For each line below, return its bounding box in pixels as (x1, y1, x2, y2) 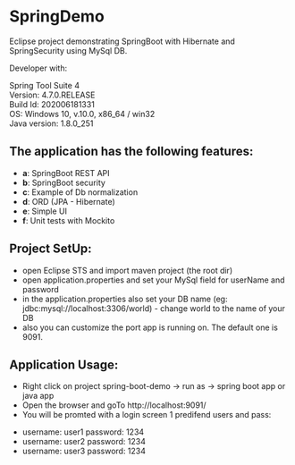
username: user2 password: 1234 (21, 436, 146, 447)
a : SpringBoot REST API (21, 167, 110, 178)
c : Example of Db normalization (21, 186, 139, 198)
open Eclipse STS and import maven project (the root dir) (21, 265, 233, 275)
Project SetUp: (9, 241, 92, 257)
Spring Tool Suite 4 (9, 80, 80, 90)
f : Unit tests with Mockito (21, 215, 115, 225)
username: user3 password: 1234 (21, 445, 146, 457)
